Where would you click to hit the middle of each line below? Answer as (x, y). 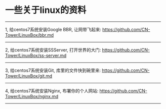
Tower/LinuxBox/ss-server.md (36, 55)
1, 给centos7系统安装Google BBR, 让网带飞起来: (53, 29)
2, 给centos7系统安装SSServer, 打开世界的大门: (53, 50)
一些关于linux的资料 (46, 10)
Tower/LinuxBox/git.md (29, 76)
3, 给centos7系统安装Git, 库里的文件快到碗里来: (53, 70)
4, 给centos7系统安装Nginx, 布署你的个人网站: (52, 91)
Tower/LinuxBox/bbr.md (30, 35)
